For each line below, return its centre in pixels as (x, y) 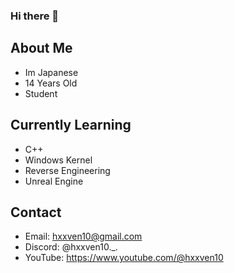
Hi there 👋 (35, 16)
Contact (36, 212)
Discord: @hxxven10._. (71, 247)
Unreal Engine (54, 181)
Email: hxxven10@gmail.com (83, 236)
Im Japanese (51, 72)
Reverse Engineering (67, 170)
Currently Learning (71, 125)
